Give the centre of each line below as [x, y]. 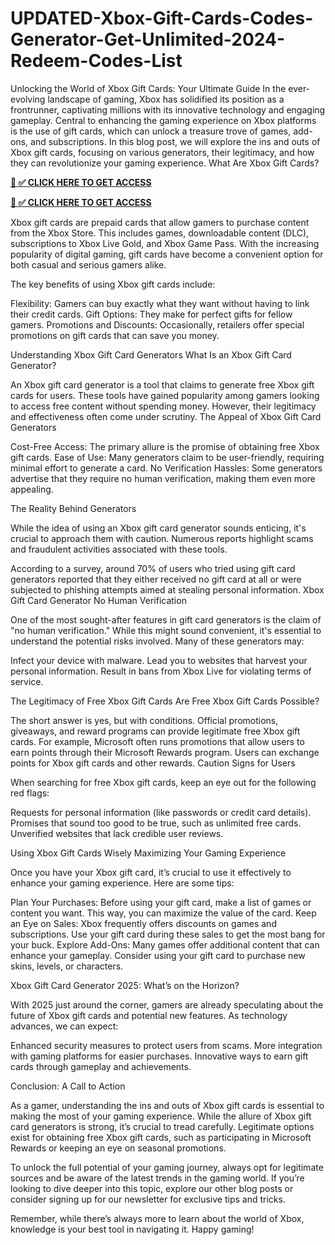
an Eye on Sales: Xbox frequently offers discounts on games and [143, 923]
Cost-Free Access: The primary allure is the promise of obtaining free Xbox [165, 446]
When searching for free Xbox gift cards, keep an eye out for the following [163, 782]
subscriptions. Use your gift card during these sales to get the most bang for [168, 934]
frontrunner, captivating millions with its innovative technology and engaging [168, 109]
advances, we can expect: [64, 1026]
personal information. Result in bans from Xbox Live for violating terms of [161, 671]
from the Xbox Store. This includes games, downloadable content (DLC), [160, 233]
